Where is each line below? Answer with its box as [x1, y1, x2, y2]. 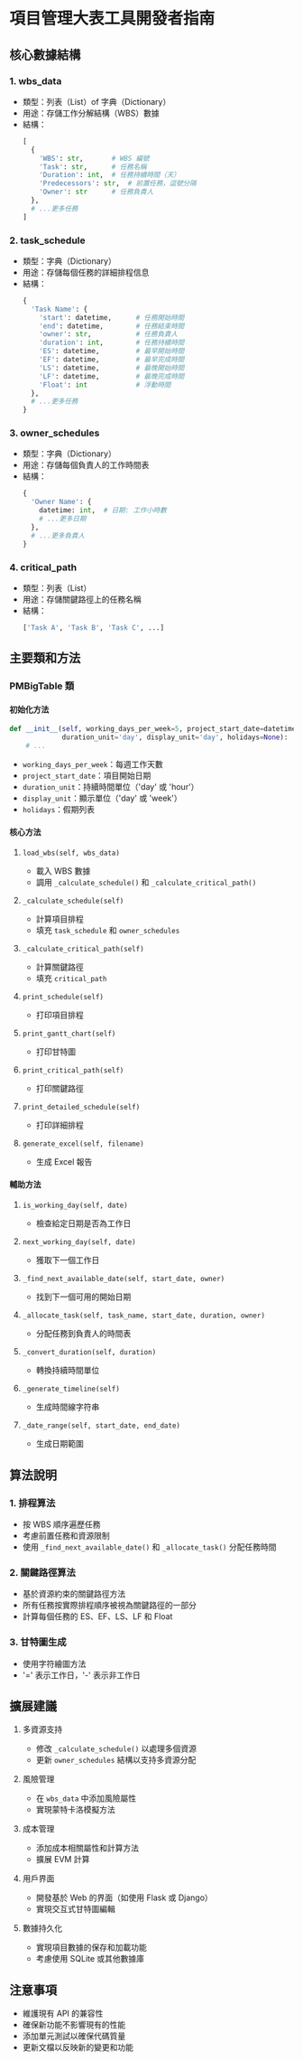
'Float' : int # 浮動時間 [39, 380, 171, 389]
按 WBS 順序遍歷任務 [22, 1519, 101, 1530]
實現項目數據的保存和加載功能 [35, 1942, 147, 1953]
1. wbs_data [9, 74, 62, 87]
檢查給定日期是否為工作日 [35, 1218, 132, 1229]
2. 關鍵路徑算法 [9, 1566, 77, 1579]
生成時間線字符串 [35, 1401, 100, 1412]
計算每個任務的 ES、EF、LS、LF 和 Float [22, 1611, 173, 1622]
